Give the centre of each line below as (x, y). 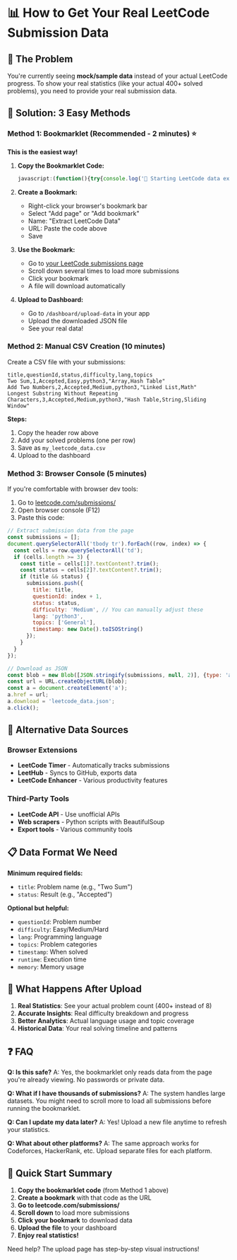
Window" (19, 406)
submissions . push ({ (54, 584)
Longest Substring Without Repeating (63, 393)
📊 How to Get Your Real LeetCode (109, 13)
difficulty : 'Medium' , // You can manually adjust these (118, 609)
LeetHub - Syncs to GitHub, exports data (77, 773)
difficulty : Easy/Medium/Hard (63, 929)
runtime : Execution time (52, 959)
